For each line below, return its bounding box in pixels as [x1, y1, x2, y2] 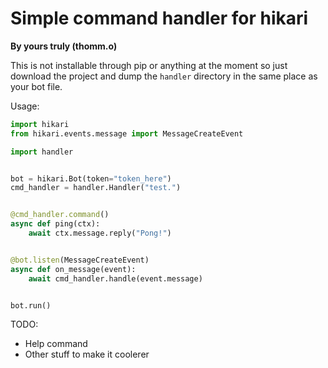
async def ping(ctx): [10, 219, 101, 229]
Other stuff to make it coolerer [24, 348, 150, 361]
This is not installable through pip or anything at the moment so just [10, 59, 288, 71]
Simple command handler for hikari [10, 7, 309, 30]
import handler [10, 147, 74, 157]
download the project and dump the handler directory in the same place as [10, 70, 318, 82]
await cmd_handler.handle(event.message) [28, 273, 203, 284]
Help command [24, 338, 88, 350]
